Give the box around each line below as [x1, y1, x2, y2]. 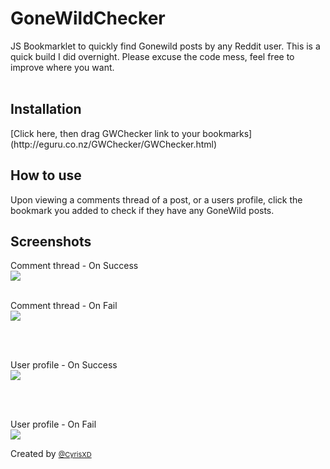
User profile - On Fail [10, 418, 97, 431]
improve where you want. [10, 61, 115, 73]
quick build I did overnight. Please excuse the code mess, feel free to [10, 50, 295, 62]
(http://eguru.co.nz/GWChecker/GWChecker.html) [10, 138, 218, 150]
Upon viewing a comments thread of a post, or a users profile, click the [10, 193, 303, 206]
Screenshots [10, 233, 92, 250]
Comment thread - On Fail [10, 300, 118, 312]
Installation [10, 101, 82, 118]
